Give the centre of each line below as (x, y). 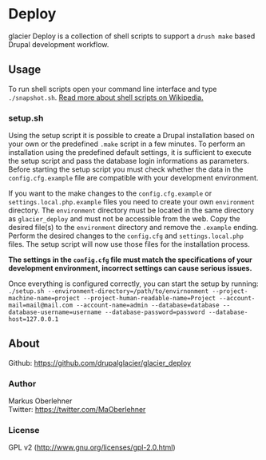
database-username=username (55, 312)
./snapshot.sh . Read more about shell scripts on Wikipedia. (106, 97)
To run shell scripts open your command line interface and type (113, 89)
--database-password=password (155, 312)
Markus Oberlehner (40, 401)
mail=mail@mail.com (41, 305)
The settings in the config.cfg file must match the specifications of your (131, 260)
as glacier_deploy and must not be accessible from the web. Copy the (125, 219)
